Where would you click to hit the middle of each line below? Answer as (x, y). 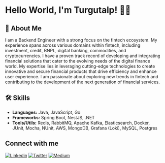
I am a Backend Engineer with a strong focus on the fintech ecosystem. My (81, 40)
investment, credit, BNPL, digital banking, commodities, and (66, 50)
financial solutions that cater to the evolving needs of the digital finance (78, 61)
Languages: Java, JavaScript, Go (46, 112)
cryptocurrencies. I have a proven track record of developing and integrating (83, 56)
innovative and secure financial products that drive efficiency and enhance (81, 71)
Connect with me (32, 144)
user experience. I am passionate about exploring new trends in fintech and (82, 77)
